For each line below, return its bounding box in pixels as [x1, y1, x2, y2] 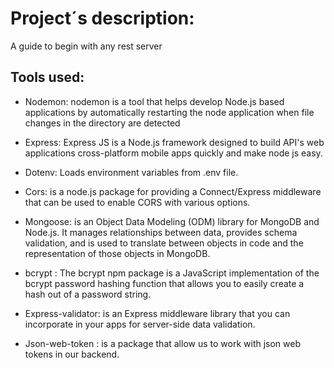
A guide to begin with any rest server [10, 40, 163, 52]
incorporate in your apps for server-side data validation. [24, 318, 256, 330]
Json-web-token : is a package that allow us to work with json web [24, 337, 301, 349]
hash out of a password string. [24, 288, 152, 300]
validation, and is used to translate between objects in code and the [24, 237, 304, 249]
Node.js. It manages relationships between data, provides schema [24, 226, 298, 238]
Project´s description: [10, 7, 195, 30]
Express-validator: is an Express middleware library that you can [24, 307, 291, 319]
